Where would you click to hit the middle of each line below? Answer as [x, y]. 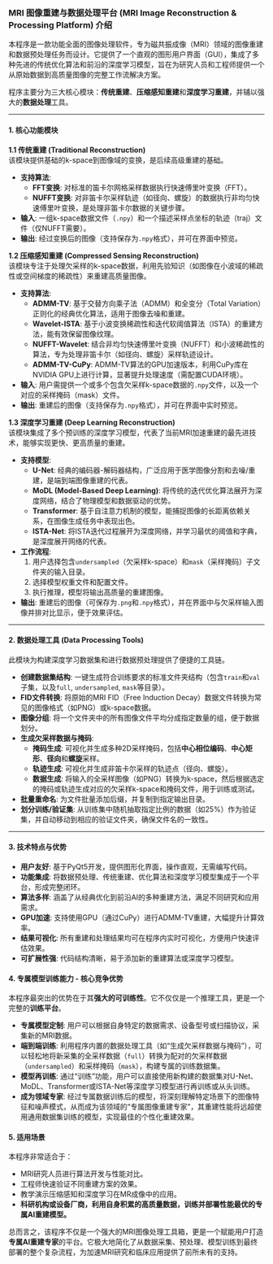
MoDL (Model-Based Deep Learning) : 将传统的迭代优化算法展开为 [144, 490]
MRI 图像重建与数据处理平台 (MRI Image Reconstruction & [123, 12]
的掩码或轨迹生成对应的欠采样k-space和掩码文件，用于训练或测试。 [146, 789]
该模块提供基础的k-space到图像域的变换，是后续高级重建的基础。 [118, 159]
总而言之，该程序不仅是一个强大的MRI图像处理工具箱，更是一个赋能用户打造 [136, 1232]
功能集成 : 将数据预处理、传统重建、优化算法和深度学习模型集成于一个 [136, 877]
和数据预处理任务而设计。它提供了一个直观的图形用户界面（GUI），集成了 [130, 54]
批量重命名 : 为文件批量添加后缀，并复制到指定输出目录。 [115, 799]
